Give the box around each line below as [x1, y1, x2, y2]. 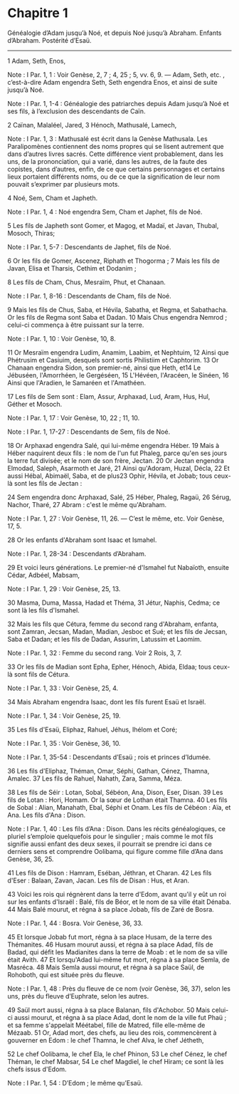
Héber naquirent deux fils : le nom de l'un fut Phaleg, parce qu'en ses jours [7, 449, 228, 457]
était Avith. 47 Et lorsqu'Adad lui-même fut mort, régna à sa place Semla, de [7, 955, 230, 964]
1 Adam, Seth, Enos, [7, 56, 66, 65]
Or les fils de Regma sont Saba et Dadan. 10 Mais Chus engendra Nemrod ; [7, 313, 228, 321]
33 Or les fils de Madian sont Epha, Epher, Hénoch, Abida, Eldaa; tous [7, 662, 212, 671]
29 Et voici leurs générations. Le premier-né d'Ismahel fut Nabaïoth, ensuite [7, 563, 230, 571]
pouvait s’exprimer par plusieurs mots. [7, 179, 119, 188]
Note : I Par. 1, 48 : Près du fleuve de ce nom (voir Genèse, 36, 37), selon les [7, 984, 231, 993]
